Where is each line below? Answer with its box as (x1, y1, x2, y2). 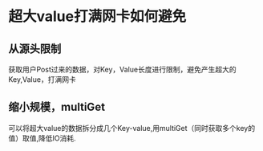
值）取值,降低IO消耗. (8, 133, 76, 143)
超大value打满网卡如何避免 (8, 7, 187, 26)
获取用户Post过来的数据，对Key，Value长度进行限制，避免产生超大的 (8, 65, 237, 74)
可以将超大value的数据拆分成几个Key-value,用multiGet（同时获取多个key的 (8, 123, 255, 133)
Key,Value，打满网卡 (8, 75, 76, 84)
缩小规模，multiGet (8, 100, 106, 114)
